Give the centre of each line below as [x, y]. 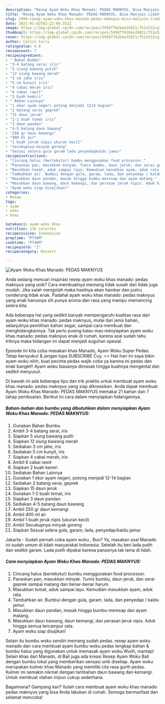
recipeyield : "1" [23, 247]
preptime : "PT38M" [24, 238]
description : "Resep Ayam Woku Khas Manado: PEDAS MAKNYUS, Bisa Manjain [82, 10]
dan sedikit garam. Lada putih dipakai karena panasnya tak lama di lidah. [79, 550]
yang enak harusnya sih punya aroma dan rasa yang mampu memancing [79, 300]
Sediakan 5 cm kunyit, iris [39, 452]
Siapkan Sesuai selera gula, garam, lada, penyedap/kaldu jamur [77, 530]
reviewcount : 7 [21, 51]
